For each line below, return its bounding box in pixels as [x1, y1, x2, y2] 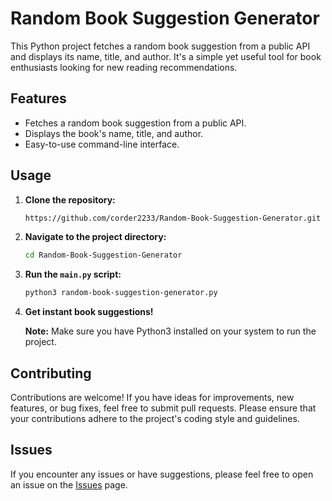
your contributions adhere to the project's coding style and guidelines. [10, 413, 300, 424]
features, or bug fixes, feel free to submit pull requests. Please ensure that [10, 402, 317, 414]
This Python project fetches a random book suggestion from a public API [10, 40, 311, 52]
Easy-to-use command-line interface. [24, 138, 180, 150]
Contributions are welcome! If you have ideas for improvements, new [10, 392, 295, 403]
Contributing [10, 365, 92, 382]
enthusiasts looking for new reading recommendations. [10, 61, 238, 73]
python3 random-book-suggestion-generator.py [24, 288, 218, 298]
